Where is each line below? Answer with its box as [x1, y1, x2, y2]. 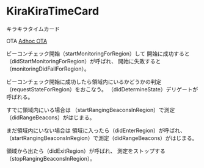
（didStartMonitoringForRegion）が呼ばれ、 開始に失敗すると [6, 57, 161, 65]
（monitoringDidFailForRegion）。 [6, 65, 90, 72]
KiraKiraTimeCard [6, 4, 100, 18]
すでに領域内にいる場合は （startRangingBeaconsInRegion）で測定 [6, 106, 175, 113]
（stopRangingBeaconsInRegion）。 [6, 155, 96, 162]
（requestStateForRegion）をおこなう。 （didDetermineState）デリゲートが [6, 85, 199, 93]
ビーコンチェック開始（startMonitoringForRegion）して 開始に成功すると [6, 50, 190, 57]
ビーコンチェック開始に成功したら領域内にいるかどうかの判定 [6, 78, 162, 85]
